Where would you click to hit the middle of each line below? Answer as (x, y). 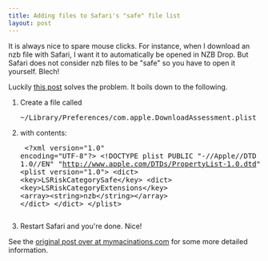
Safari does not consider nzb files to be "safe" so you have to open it (122, 63)
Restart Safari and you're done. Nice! (81, 226)
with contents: (43, 132)
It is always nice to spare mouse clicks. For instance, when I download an (129, 45)
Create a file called (51, 102)
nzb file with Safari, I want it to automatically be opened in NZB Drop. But (128, 54)
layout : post (30, 23)
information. (28, 250)
